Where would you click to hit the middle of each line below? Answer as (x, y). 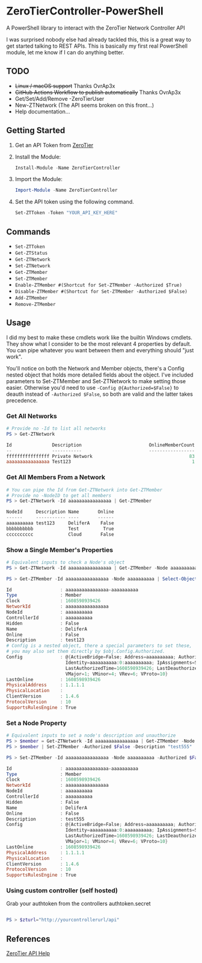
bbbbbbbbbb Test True (60, 529)
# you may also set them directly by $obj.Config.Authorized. (86, 652)
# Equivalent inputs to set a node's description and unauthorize (91, 736)
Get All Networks (32, 416)
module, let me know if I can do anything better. (65, 52)
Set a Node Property (37, 723)
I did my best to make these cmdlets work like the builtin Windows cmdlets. (99, 337)
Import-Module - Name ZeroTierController (66, 190)
